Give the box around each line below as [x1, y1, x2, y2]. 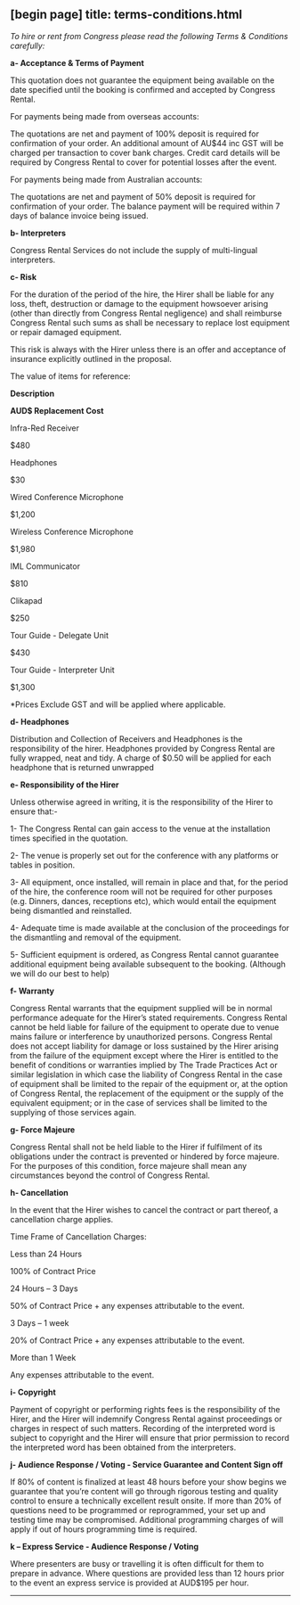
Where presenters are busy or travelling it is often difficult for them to [10, 1558, 264, 1568]
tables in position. [10, 860, 75, 870]
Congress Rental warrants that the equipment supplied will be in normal [10, 1002, 272, 1013]
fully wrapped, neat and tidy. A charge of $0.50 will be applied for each [10, 753, 272, 763]
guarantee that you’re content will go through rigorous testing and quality [10, 1486, 279, 1496]
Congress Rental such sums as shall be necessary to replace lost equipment [10, 317, 290, 328]
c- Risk [10, 271, 37, 282]
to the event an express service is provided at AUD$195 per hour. [10, 1577, 249, 1588]
